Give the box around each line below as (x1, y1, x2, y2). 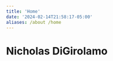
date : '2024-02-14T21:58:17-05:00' (6, 14, 93, 20)
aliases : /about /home (6, 19, 61, 25)
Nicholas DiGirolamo (6, 44, 108, 58)
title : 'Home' (6, 8, 41, 15)
